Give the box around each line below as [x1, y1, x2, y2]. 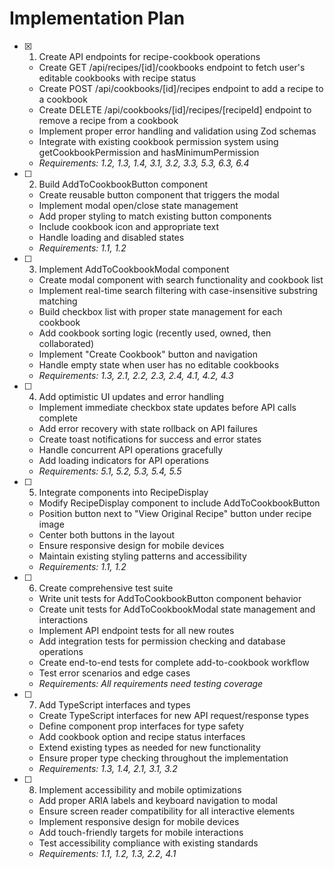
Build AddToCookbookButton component [38, 178, 209, 190]
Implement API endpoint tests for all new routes [38, 624, 235, 636]
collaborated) [38, 337, 95, 349]
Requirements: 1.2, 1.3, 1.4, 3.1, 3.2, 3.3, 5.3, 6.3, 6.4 [38, 157, 250, 169]
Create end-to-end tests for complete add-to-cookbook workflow [38, 656, 310, 668]
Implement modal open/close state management [38, 199, 239, 211]
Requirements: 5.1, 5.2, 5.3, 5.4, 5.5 [38, 465, 182, 477]
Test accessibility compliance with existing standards [38, 837, 259, 849]
